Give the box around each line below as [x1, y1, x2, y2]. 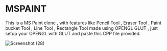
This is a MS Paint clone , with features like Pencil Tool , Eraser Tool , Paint [5, 20, 162, 26]
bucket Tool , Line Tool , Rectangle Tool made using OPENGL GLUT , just [5, 25, 158, 31]
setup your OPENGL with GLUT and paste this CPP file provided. [5, 30, 141, 36]
